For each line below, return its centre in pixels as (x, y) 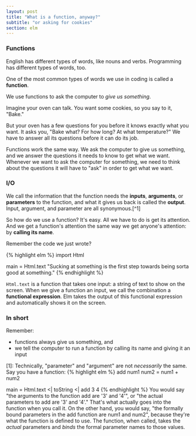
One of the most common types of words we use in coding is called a (90, 79)
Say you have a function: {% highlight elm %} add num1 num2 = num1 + (92, 372)
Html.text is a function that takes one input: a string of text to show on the (96, 284)
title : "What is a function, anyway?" (53, 17)
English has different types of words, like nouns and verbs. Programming (94, 61)
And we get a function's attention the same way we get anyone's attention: (96, 226)
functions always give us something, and (64, 342)
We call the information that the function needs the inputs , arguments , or (95, 196)
